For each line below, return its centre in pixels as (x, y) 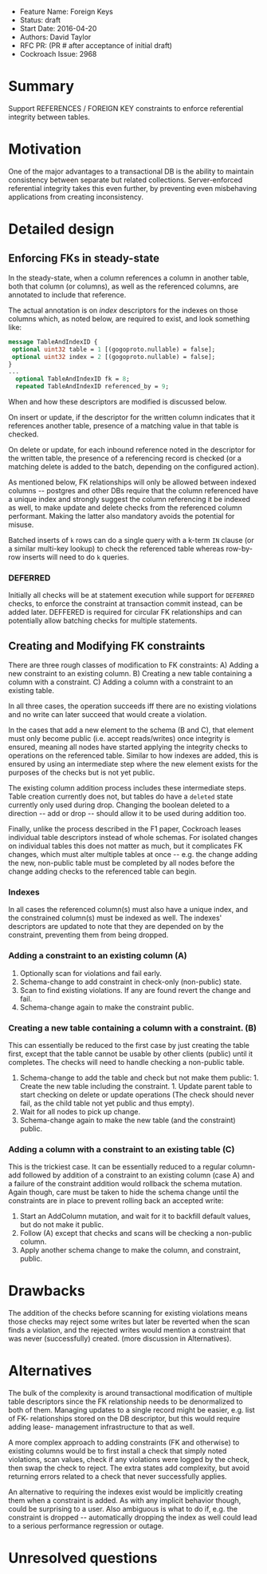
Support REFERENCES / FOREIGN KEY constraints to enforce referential (126, 108)
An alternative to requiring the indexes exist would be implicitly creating (126, 1492)
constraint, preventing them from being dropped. (88, 935)
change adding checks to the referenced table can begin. (102, 871)
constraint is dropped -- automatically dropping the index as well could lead (133, 1517)
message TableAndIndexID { (53, 342)
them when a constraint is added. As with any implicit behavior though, (125, 1500)
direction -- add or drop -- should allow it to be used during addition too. (128, 814)
